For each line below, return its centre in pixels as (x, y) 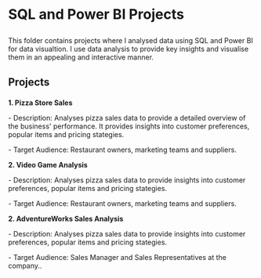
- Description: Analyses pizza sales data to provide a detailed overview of (127, 117)
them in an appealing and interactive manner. (81, 57)
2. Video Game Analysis (48, 164)
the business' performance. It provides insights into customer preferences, (129, 126)
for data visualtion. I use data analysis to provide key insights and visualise (129, 49)
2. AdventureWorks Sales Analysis (66, 218)
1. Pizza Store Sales (40, 103)
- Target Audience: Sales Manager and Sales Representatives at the (118, 257)
